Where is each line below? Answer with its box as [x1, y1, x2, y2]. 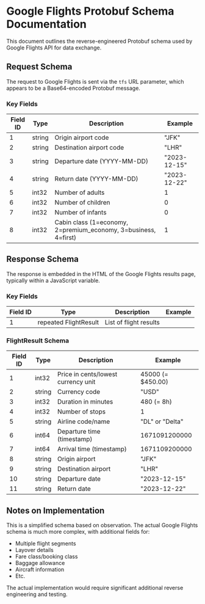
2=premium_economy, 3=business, [54, 226, 156, 235]
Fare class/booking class [15, 553, 78, 560]
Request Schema [6, 62, 73, 72]
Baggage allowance [15, 559, 65, 567]
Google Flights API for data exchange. [6, 44, 102, 51]
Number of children [54, 198, 111, 207]
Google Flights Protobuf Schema [6, 4, 174, 18]
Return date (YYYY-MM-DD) [54, 175, 138, 183]
